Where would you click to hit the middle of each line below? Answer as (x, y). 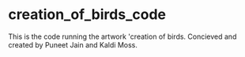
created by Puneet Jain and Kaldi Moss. (73, 44)
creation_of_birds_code (87, 15)
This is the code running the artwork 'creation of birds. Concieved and (122, 36)
